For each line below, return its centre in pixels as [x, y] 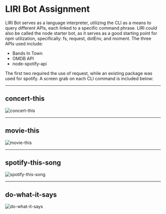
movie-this [22, 131]
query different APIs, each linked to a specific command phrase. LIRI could [81, 28]
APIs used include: [24, 43]
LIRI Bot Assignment [47, 9]
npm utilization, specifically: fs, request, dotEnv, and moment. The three [78, 38]
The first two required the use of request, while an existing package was [79, 73]
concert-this [25, 99]
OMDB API [23, 58]
